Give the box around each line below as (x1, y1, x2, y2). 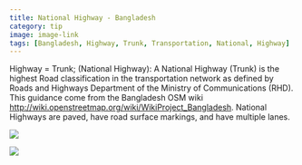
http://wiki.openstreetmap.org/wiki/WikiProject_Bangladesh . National (9, 102, 268, 113)
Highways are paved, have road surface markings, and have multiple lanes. (9, 112, 290, 122)
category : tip (9, 22, 63, 31)
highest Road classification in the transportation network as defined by (9, 73, 274, 84)
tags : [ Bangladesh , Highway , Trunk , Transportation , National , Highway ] (9, 38, 290, 48)
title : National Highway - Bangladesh (9, 13, 156, 23)
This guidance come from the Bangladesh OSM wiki (9, 92, 204, 103)
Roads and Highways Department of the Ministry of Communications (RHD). (9, 82, 294, 93)
